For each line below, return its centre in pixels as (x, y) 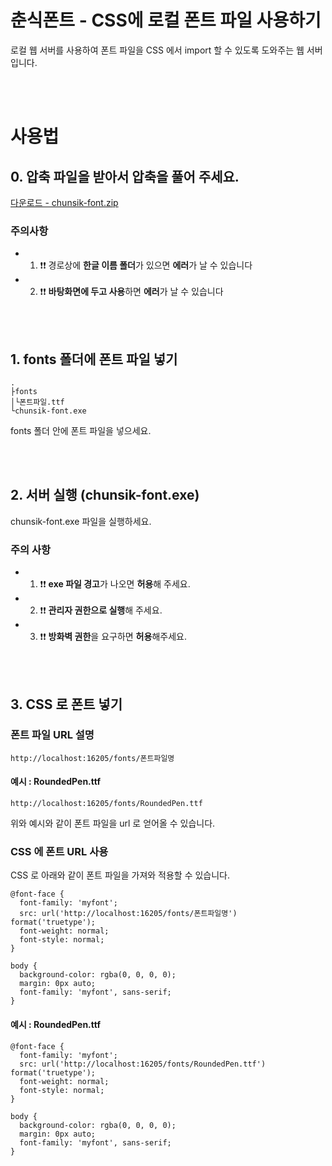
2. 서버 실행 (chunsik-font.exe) (105, 495)
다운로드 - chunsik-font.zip (64, 202)
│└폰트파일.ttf (37, 402)
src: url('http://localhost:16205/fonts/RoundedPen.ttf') (143, 1064)
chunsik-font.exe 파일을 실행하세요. (81, 521)
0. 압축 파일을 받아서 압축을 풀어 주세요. (125, 176)
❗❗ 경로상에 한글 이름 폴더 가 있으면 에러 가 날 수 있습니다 (146, 265)
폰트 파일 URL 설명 (52, 735)
